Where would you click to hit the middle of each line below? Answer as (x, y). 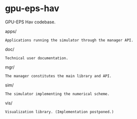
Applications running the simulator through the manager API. (69, 40)
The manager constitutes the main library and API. (58, 76)
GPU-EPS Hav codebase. (30, 22)
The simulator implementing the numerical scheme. (57, 94)
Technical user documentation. (37, 58)
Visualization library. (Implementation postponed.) (60, 112)
